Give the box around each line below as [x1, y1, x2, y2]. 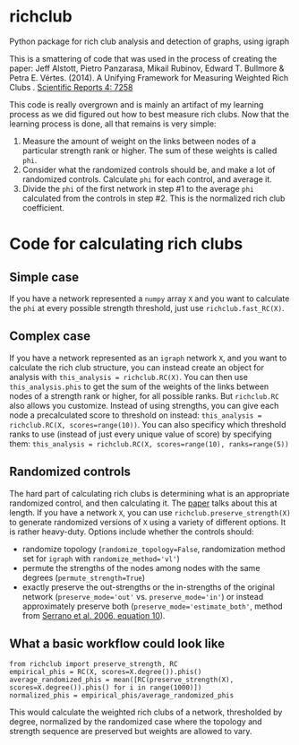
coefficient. [21, 202, 64, 212]
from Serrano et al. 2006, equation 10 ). [21, 610, 166, 620]
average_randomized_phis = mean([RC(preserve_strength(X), [9, 675, 235, 685]
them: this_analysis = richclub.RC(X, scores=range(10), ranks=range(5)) [9, 437, 289, 449]
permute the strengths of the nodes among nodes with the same [21, 562, 261, 573]
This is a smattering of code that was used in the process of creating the [9, 53, 278, 64]
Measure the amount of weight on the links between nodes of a [21, 135, 257, 146]
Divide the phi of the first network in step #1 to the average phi [21, 183, 254, 194]
